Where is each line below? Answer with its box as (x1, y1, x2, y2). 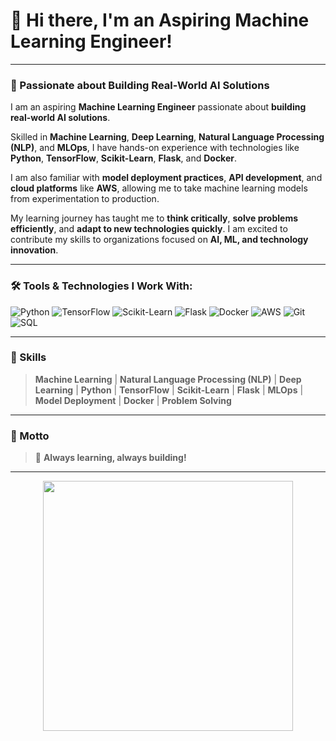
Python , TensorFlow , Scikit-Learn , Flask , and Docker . (10, 152, 238, 164)
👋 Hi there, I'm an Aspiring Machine (10, 9, 310, 32)
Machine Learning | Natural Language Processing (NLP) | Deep (34, 373, 302, 385)
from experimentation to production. (10, 193, 160, 205)
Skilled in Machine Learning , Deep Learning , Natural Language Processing (10, 131, 325, 143)
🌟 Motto (10, 429, 50, 443)
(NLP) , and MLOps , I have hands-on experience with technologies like (10, 142, 300, 154)
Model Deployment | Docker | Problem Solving (34, 394, 232, 406)
